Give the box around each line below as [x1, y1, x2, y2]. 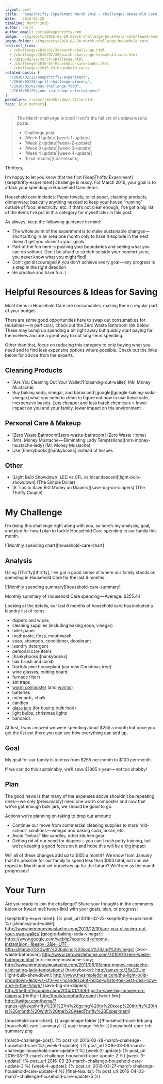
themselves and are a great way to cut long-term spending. [5, 332, 124, 338]
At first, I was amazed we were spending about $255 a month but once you [5, 725, 155, 731]
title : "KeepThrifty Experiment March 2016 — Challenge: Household [5, 12, 147, 16]
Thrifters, [5, 165, 24, 170]
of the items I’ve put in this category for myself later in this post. [5, 210, 133, 215]
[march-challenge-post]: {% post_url [5, 1037, 79, 1043]
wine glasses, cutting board [12, 669, 68, 675]
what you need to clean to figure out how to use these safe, [30, 394, 149, 400]
